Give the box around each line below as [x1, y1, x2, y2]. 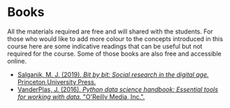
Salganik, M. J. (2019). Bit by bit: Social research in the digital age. [17, 70, 209, 79]
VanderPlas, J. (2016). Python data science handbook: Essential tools [17, 85, 219, 93]
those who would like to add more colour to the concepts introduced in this [7, 34, 224, 43]
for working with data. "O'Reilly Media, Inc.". [17, 92, 145, 101]
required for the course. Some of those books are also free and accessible [7, 49, 222, 58]
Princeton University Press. [17, 77, 96, 86]
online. [7, 56, 27, 65]
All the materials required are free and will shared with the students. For [7, 27, 213, 36]
